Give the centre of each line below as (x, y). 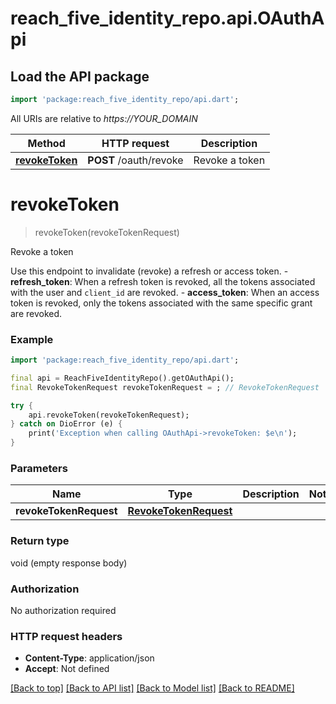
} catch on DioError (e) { (66, 424)
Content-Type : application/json (89, 658)
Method (46, 143)
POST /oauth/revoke (135, 160)
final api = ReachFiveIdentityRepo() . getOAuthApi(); (122, 378)
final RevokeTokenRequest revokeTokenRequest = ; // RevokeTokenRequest (165, 387)
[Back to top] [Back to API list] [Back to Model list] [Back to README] (152, 688)
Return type (40, 541)
